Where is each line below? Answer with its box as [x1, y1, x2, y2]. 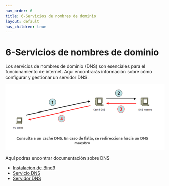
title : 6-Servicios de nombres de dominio [5, 13, 96, 19]
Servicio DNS [12, 170, 41, 176]
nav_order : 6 [5, 8, 33, 13]
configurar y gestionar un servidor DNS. [5, 74, 89, 81]
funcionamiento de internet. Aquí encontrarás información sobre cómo [5, 69, 153, 75]
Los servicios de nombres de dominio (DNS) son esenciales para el [5, 63, 146, 69]
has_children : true [5, 24, 47, 29]
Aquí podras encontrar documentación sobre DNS [5, 155, 110, 161]
